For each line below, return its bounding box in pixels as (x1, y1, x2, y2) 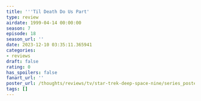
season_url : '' (6, 36, 44, 42)
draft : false (6, 58, 39, 64)
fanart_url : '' (6, 75, 44, 81)
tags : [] (6, 86, 28, 92)
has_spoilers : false (6, 70, 58, 75)
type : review (6, 14, 39, 20)
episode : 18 (6, 31, 36, 37)
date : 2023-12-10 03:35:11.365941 (6, 42, 93, 48)
